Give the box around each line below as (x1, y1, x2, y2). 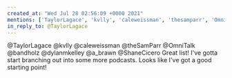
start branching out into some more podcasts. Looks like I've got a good (7, 56, 212, 64)
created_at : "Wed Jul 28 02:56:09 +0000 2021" (7, 10, 144, 17)
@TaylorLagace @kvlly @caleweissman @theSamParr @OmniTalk (7, 42, 195, 50)
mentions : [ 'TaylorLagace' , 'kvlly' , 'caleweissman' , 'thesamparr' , (7, 16, 209, 23)
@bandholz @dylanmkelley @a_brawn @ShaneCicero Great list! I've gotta (7, 49, 217, 57)
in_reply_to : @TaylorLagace (7, 23, 88, 29)
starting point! (7, 63, 47, 72)
